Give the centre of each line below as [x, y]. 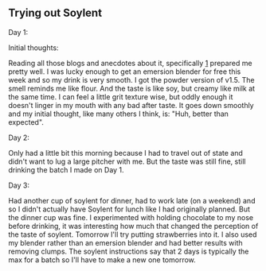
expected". [26, 122]
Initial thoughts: [33, 48]
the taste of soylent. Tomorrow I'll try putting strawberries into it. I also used [133, 234]
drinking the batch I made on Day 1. [66, 169]
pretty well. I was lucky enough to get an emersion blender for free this [125, 72]
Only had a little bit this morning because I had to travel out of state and [125, 153]
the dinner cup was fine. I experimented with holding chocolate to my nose [131, 217]
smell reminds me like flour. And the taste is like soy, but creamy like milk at [132, 88]
